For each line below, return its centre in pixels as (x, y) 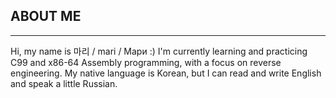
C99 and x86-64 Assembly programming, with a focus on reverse (146, 62)
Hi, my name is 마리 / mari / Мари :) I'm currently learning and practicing (159, 51)
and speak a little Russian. (64, 83)
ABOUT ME (46, 16)
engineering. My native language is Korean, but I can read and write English (166, 73)
